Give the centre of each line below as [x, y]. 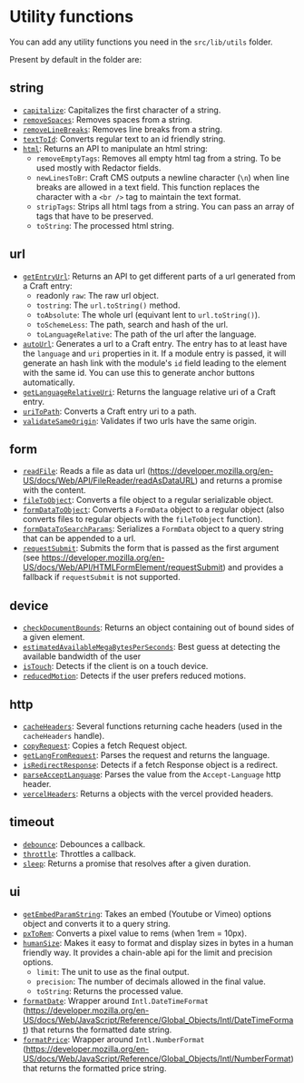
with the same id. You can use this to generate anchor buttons [139, 372]
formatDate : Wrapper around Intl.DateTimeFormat [115, 1000]
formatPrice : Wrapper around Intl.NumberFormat [113, 1039]
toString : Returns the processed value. [109, 990]
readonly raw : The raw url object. [97, 295]
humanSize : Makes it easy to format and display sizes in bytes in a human [158, 942]
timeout [32, 822]
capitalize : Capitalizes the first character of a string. [122, 110]
